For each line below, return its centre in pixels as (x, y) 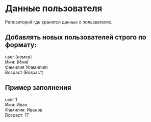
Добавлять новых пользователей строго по (76, 37)
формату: (21, 45)
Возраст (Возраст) (25, 72)
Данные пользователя (54, 9)
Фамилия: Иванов (24, 110)
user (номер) (19, 57)
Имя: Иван (16, 104)
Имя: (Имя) (17, 62)
